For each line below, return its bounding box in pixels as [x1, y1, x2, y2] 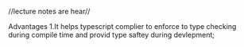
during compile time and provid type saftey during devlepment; [8, 31, 215, 39]
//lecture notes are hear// [8, 7, 91, 16]
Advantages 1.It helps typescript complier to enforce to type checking [8, 22, 237, 31]
